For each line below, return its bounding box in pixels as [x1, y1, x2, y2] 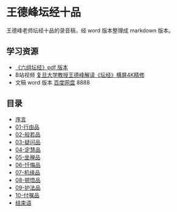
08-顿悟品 [15, 176, 41, 183]
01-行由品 [15, 123, 40, 131]
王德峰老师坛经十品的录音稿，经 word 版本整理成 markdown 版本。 [6, 27, 175, 34]
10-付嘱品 [15, 191, 40, 199]
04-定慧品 [15, 146, 41, 153]
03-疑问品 [15, 138, 41, 146]
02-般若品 [15, 131, 41, 138]
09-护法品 [15, 183, 41, 191]
